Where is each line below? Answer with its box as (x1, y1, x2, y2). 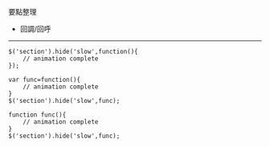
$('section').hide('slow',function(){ (8, 47, 138, 55)
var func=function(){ (8, 76, 81, 84)
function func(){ (8, 111, 67, 119)
